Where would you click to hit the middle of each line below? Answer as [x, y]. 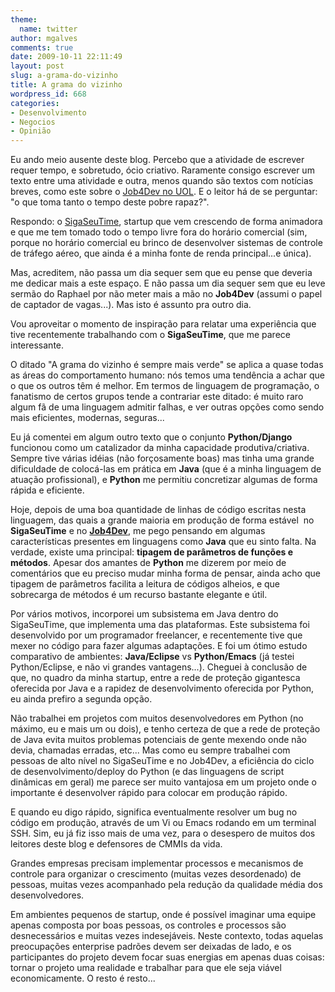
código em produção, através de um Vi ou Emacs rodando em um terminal [163, 823]
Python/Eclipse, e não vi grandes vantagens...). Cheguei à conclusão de [159, 667]
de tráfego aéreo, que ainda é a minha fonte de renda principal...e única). [161, 253]
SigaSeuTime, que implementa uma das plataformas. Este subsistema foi [160, 625]
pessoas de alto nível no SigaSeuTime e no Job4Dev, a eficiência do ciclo [162, 761]
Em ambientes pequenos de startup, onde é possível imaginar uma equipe [163, 915]
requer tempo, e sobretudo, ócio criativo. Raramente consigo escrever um [162, 170]
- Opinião [31, 131]
